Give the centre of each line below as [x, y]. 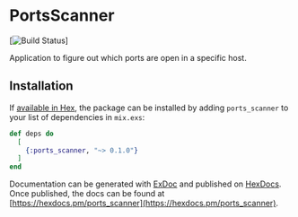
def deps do [31, 134]
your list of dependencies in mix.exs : [77, 117]
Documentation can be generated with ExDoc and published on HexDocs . [145, 184]
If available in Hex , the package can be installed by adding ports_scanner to [149, 108]
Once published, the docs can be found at [87, 194]
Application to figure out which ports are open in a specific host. [128, 57]
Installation [41, 86]
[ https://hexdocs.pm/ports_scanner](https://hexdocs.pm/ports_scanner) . [144, 204]
